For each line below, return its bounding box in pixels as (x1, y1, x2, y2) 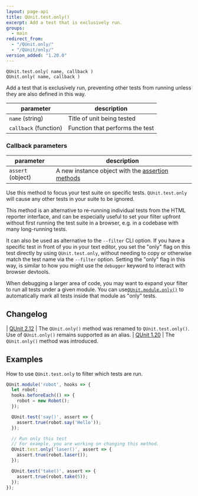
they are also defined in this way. (6, 90, 87, 97)
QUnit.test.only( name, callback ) (6, 68, 94, 74)
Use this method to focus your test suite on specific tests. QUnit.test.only (6, 189, 187, 196)
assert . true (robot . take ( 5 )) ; (16, 474, 88, 480)
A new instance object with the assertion (55, 166, 169, 174)
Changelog (6, 309, 48, 319)
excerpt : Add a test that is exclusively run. (6, 19, 123, 25)
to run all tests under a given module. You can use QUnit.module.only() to (6, 286, 184, 293)
